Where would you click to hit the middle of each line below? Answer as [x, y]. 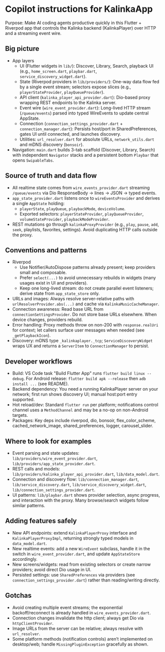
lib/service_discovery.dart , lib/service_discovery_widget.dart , [79, 485]
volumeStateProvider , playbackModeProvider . [65, 219]
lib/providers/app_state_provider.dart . [54, 464]
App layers [23, 61]
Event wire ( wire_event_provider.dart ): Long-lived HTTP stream [85, 108]
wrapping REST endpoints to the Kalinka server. [68, 103]
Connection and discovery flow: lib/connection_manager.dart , [76, 479]
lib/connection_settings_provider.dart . [54, 490]
